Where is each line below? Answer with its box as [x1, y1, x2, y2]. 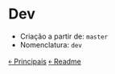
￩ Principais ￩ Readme [8, 56, 82, 66]
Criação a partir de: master [19, 31, 109, 41]
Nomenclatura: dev [19, 39, 83, 49]
